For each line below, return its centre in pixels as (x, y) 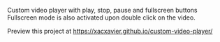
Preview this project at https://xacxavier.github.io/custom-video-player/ (110, 31)
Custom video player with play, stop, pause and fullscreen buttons (102, 10)
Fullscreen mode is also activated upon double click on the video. (101, 17)
